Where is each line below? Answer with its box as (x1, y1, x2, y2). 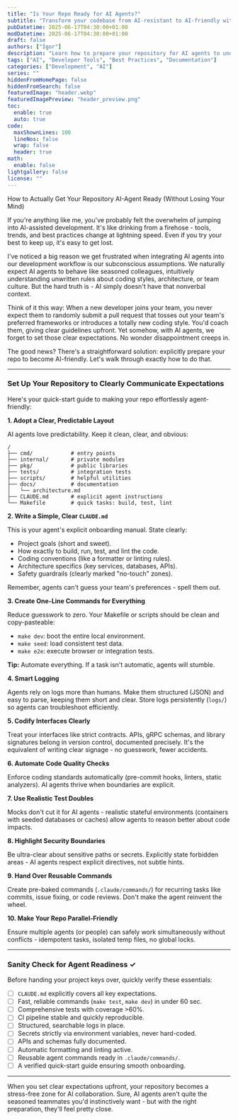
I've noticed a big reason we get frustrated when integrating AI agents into (7, 252, 225, 261)
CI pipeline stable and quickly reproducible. (17, 1013, 144, 1022)
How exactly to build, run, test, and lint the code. (17, 547, 159, 555)
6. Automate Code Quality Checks (7, 759, 110, 767)
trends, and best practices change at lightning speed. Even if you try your (7, 231, 222, 239)
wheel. (7, 900, 27, 908)
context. (7, 290, 32, 298)
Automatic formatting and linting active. (17, 1045, 133, 1053)
